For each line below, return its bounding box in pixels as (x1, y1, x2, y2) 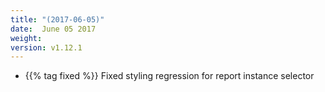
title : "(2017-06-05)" (10, 14, 105, 25)
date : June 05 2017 (10, 24, 97, 34)
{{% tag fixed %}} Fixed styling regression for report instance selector (24, 70, 315, 82)
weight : (10, 33, 43, 43)
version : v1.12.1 (10, 42, 83, 53)
